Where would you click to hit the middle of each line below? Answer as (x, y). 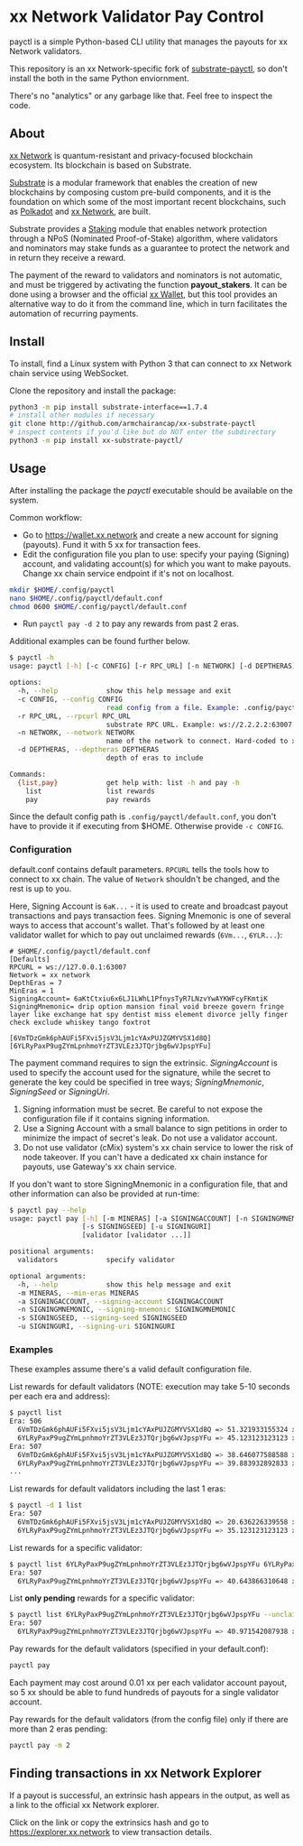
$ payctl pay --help (48, 1210)
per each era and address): (60, 1397)
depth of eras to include (155, 758)
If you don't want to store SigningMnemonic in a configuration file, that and (149, 1184)
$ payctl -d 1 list (46, 1505)
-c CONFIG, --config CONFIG (70, 699)
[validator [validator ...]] (137, 1235)
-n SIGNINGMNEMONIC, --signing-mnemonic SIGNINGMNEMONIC (127, 1310)
